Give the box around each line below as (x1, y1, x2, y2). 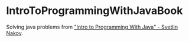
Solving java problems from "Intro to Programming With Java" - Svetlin (6, 23, 178, 30)
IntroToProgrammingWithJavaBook (6, 4, 183, 17)
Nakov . (6, 29, 24, 36)
